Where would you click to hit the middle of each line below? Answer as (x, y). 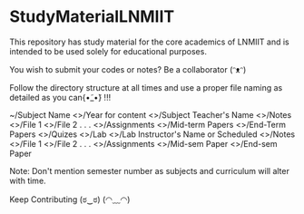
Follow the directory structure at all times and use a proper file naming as (146, 87)
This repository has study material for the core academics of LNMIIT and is (149, 42)
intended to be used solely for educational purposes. (108, 51)
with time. (28, 180)
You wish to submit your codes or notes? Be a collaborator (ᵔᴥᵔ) (128, 69)
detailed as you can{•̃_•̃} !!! (60, 97)
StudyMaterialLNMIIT (92, 17)
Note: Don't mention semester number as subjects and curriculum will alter (150, 170)
